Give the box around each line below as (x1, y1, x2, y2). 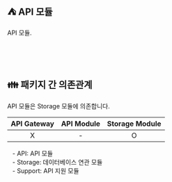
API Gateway (10, 119, 54, 129)
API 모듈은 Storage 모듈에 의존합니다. (7, 101, 110, 110)
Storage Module (107, 119, 162, 129)
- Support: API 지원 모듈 (12, 166, 79, 175)
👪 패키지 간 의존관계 (7, 79, 93, 91)
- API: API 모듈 (12, 149, 54, 158)
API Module (61, 119, 101, 129)
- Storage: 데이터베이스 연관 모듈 (12, 158, 103, 166)
